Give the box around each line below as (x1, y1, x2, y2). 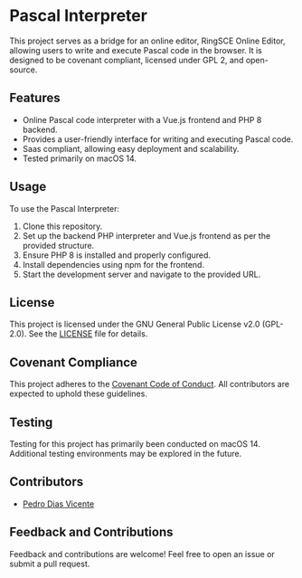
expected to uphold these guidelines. (9, 388, 147, 399)
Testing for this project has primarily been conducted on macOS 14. (9, 439, 260, 449)
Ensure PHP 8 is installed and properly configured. (22, 250, 211, 261)
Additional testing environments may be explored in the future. (9, 449, 242, 459)
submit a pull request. (9, 558, 90, 569)
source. (9, 64, 38, 75)
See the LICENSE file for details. (28, 328, 148, 339)
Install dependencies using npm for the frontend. (22, 259, 205, 270)
